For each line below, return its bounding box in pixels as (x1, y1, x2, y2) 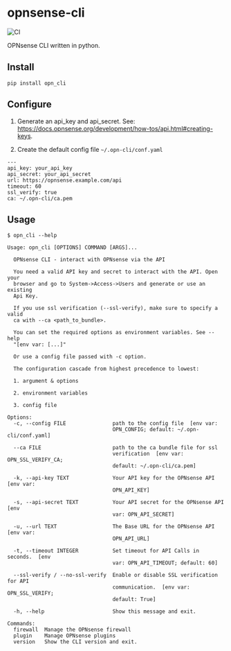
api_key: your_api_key (7, 164, 73, 171)
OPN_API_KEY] (112, 487, 150, 494)
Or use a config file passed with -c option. (13, 354, 147, 361)
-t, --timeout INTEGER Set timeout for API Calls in (13, 548, 199, 555)
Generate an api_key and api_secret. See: (17, 116, 136, 125)
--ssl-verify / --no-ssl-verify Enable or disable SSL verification (13, 572, 218, 579)
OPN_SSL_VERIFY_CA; (7, 456, 64, 464)
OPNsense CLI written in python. (7, 41, 100, 49)
